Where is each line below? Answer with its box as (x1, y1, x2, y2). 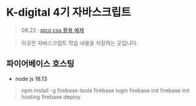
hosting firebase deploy (21, 93, 81, 100)
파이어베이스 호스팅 (6, 58, 75, 69)
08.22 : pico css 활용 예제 (21, 26, 84, 34)
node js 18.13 (15, 75, 47, 82)
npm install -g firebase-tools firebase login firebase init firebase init (21, 87, 190, 94)
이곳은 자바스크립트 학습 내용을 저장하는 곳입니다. (21, 39, 138, 46)
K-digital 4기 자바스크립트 (6, 5, 132, 19)
